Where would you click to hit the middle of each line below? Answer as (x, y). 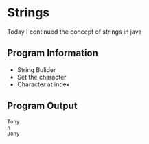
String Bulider (36, 69)
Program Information (53, 53)
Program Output (42, 106)
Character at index (43, 84)
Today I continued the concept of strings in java (74, 32)
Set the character (42, 77)
